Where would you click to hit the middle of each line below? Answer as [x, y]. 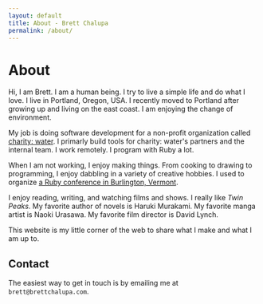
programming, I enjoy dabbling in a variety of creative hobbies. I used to [126, 174]
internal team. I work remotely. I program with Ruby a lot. [101, 150]
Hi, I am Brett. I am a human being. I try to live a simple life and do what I [127, 92]
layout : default [35, 16]
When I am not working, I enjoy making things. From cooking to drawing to [130, 165]
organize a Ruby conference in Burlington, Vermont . [93, 182]
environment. [30, 117]
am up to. [24, 239]
